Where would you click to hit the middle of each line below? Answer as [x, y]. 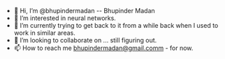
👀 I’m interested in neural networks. [65, 18]
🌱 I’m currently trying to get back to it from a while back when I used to [116, 25]
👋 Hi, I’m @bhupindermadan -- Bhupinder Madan [84, 11]
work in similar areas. [44, 33]
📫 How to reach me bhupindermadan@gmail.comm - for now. [103, 48]
